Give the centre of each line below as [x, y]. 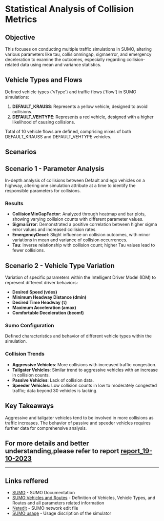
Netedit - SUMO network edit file [45, 508]
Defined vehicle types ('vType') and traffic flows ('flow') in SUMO [71, 92]
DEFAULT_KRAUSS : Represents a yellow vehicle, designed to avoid [80, 106]
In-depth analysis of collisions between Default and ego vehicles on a [75, 180]
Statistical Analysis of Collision [70, 9]
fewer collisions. [29, 250]
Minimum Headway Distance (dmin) [49, 297]
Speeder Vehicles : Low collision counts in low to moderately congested [84, 385]
